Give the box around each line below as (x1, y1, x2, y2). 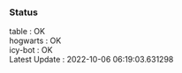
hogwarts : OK (9, 35, 62, 46)
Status (9, 6, 38, 18)
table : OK (9, 26, 46, 37)
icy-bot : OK (9, 45, 53, 55)
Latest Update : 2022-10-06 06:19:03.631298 (9, 55, 174, 65)
